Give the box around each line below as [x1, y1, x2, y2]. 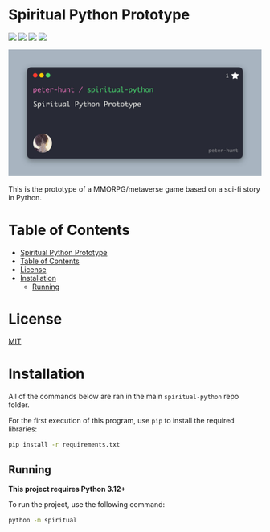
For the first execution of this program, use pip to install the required [8, 415, 235, 425]
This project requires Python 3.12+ [8, 485, 126, 494]
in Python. [8, 192, 43, 202]
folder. [8, 400, 30, 410]
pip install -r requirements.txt [8, 440, 121, 448]
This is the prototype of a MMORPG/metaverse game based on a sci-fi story [8, 184, 261, 194]
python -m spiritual [8, 517, 78, 525]
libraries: [8, 424, 38, 434]
